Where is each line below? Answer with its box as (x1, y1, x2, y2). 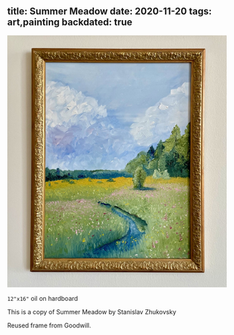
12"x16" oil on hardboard (7, 294, 79, 302)
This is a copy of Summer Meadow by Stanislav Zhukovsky (7, 307, 176, 316)
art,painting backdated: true (7, 17, 133, 28)
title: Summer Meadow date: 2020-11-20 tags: (7, 6, 212, 17)
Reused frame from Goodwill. (7, 321, 92, 329)
